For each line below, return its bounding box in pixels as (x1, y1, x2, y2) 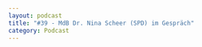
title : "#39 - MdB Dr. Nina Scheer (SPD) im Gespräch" (8, 19, 195, 27)
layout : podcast (8, 11, 62, 20)
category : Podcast (8, 26, 69, 34)
